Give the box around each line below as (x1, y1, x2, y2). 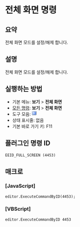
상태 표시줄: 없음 (12, 117, 44, 123)
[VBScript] (5, 205, 31, 212)
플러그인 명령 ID (5, 139, 51, 148)
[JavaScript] (5, 182, 36, 189)
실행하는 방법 (5, 85, 43, 93)
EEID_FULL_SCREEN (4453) (5, 153, 56, 158)
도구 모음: (12, 111, 31, 117)
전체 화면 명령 (5, 4, 57, 16)
